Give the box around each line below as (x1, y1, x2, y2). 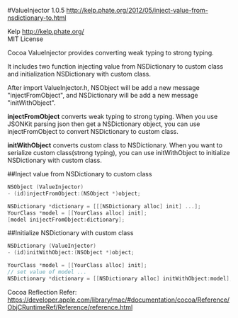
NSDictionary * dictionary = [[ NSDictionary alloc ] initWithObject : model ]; (7, 275, 233, 282)
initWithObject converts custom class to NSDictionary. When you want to (7, 141, 223, 149)
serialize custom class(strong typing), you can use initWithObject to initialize (7, 149, 230, 157)
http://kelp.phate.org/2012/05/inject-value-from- (66, 6, 209, 14)
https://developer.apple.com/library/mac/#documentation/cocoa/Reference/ (7, 295, 230, 304)
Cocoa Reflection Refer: (7, 288, 77, 296)
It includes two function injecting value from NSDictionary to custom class (7, 62, 224, 70)
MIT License (7, 35, 44, 43)
